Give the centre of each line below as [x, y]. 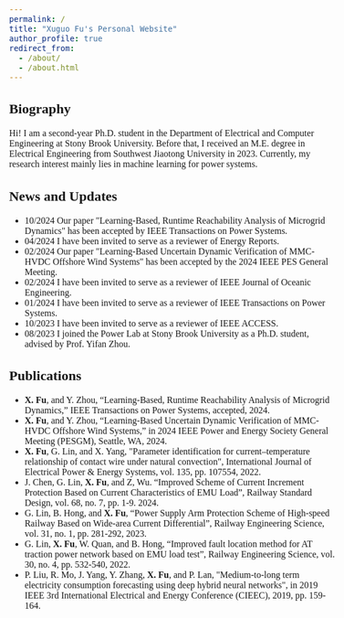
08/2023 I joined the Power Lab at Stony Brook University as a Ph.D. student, [167, 334]
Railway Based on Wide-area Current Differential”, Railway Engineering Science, [174, 524]
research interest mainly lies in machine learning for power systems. [134, 165]
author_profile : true [56, 38]
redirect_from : [42, 48]
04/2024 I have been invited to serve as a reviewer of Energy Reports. [152, 240]
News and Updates [63, 196]
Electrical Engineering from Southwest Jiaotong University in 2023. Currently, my [160, 154]
